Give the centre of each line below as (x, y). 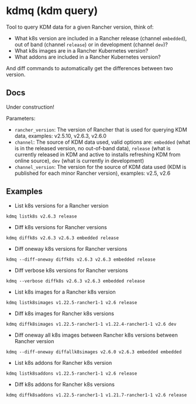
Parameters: (21, 118)
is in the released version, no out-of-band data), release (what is (92, 148)
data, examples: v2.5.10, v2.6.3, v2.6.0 (61, 136)
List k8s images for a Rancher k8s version (65, 292)
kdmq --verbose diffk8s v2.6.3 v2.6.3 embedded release (75, 281)
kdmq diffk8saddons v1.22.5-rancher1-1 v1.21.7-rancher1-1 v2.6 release (97, 395)
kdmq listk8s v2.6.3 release (42, 216)
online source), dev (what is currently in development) (79, 160)
